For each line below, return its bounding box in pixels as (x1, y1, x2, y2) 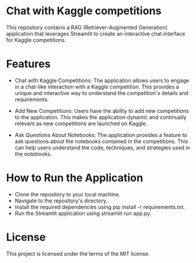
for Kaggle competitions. (6, 36, 66, 43)
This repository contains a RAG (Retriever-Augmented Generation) (6, 24, 168, 31)
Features (6, 58, 51, 71)
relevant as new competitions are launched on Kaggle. (14, 120, 148, 127)
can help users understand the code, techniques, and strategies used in (14, 144, 191, 151)
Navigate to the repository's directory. (14, 197, 108, 204)
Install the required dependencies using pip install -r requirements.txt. (14, 203, 185, 210)
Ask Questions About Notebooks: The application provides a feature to (14, 131, 188, 138)
